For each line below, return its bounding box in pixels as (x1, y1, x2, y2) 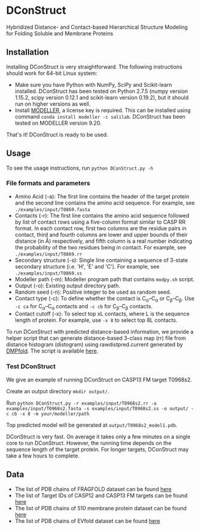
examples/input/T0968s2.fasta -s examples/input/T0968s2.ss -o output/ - (6, 405, 194, 411)
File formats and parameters (6, 179, 91, 188)
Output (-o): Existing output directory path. (14, 282, 121, 289)
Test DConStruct (6, 362, 56, 371)
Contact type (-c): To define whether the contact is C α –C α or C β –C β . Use (14, 294, 194, 303)
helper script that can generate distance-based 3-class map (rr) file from (6, 335, 187, 342)
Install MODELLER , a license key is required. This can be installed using (14, 106, 191, 114)
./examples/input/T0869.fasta (14, 206, 91, 213)
